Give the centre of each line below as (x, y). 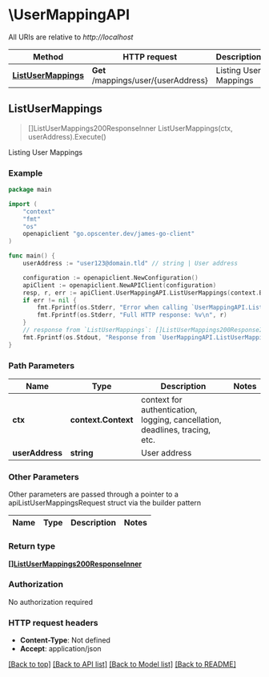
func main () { (32, 256)
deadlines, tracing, (176, 429)
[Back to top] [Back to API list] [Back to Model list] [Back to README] (122, 664)
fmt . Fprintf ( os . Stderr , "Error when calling (112, 308)
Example (26, 172)
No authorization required (51, 602)
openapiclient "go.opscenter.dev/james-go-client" (109, 234)
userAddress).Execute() (67, 136)
